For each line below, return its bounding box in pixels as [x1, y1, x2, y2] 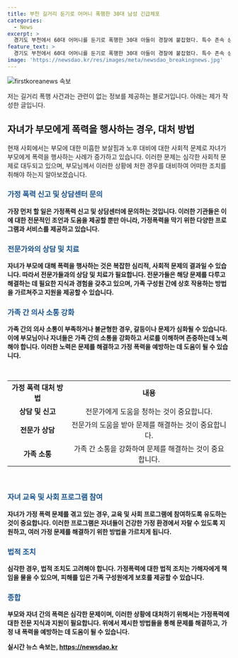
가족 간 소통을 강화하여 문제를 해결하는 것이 [74, 444, 210, 454]
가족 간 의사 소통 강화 [7, 307, 74, 317]
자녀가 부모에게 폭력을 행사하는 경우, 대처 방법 [7, 123, 195, 135]
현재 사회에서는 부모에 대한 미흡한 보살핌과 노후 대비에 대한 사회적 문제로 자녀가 [7, 143, 227, 152]
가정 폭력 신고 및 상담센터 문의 [7, 189, 103, 199]
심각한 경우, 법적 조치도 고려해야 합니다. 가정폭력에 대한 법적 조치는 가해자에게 [7, 565, 220, 573]
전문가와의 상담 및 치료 [7, 244, 80, 254]
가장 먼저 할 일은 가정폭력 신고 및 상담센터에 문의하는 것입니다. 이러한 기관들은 [7, 207, 220, 215]
